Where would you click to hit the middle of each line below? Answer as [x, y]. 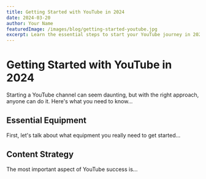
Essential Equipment [47, 121]
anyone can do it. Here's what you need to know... [70, 101]
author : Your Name [30, 23]
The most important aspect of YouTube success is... [72, 169]
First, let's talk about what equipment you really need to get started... [93, 135]
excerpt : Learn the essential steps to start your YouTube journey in [98, 35]
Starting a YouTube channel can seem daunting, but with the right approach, [103, 95]
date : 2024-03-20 [29, 18]
